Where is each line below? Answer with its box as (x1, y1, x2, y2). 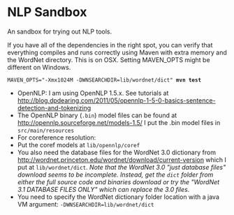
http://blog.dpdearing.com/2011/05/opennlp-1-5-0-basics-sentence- (17, 96, 216, 105)
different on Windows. (7, 63, 71, 71)
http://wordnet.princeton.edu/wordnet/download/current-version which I (17, 155, 227, 164)
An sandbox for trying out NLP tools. (7, 27, 112, 36)
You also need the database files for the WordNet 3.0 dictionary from (17, 148, 217, 156)
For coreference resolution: (17, 133, 96, 142)
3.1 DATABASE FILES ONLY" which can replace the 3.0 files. (17, 185, 190, 193)
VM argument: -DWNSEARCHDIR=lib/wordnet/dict (17, 200, 154, 208)
